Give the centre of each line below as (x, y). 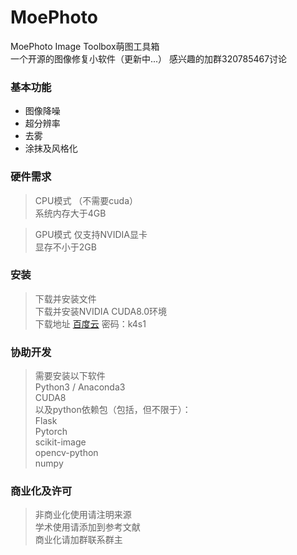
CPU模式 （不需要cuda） (86, 200)
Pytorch (51, 432)
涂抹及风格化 (51, 148)
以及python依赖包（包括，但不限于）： (113, 410)
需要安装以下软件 (70, 376)
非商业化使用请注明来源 (83, 515)
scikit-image (60, 442)
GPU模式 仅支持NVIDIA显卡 (91, 234)
